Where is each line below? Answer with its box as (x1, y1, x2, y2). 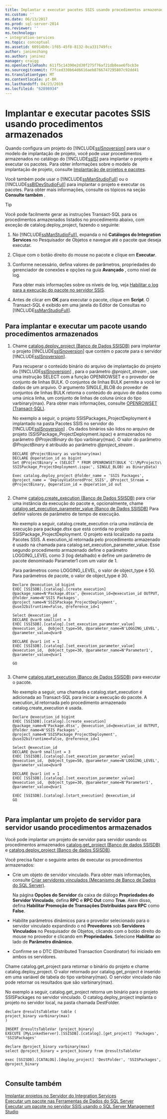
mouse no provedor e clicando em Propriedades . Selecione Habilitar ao (12, 933, 161, 939)
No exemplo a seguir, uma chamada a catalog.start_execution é (12, 689, 143, 695)
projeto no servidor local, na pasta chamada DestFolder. (5, 1000, 120, 1006)
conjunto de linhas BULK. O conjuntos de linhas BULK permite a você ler (12, 379, 161, 385)
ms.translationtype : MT (5, 72, 55, 77)
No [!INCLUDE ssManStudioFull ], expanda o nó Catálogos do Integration (12, 231, 161, 237)
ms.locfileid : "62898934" (5, 86, 59, 91)
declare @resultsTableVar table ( (5, 1009, 77, 1014)
